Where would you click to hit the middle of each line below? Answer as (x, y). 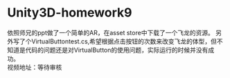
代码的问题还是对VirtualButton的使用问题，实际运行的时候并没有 (117, 50)
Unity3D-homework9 (70, 13)
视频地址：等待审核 (35, 67)
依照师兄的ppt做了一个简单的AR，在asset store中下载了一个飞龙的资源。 (111, 32)
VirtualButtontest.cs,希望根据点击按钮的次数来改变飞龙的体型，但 (124, 41)
